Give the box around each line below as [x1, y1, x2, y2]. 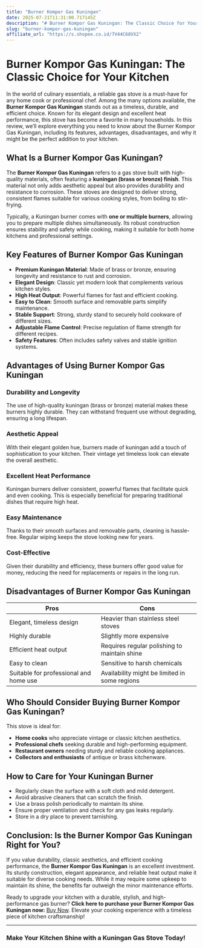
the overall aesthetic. [6, 456, 59, 464]
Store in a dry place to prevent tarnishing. [14, 813, 119, 820]
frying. [6, 201, 23, 208]
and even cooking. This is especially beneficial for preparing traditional [6, 492, 183, 499]
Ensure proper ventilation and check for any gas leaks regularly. [14, 806, 174, 814]
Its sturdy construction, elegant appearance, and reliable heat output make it [6, 869, 197, 876]
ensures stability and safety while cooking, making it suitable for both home [6, 225, 195, 233]
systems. [14, 343, 38, 350]
